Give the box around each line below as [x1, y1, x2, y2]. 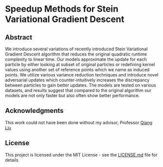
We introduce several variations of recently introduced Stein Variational [5, 46, 148, 52]
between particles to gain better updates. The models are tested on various [5, 82, 157, 88]
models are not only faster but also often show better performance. [5, 93, 140, 98]
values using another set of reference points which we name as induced [5, 67, 150, 73]
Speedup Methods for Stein [5, 3, 119, 15]
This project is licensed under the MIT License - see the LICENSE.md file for [5, 152, 158, 158]
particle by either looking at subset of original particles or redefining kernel [5, 62, 155, 67]
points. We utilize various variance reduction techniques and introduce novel [5, 72, 159, 77]
